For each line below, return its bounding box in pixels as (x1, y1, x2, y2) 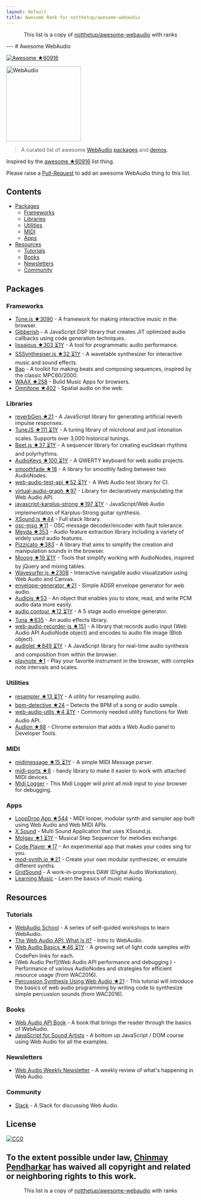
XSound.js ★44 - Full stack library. (14, 516, 102, 523)
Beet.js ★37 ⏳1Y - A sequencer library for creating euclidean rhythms (14, 442, 187, 449)
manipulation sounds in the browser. (14, 547, 105, 555)
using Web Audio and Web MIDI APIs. (14, 821, 108, 828)
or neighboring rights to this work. (6, 1171, 136, 1181)
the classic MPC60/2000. (14, 372, 78, 379)
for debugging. (14, 786, 52, 793)
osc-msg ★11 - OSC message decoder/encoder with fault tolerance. (14, 522, 184, 529)
